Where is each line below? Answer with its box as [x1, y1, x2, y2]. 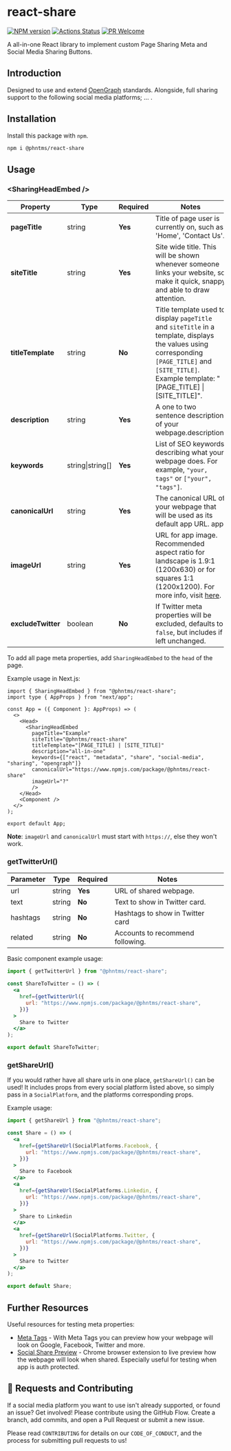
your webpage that [155, 502, 217, 511]
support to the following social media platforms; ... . [7, 93, 153, 101]
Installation [7, 113, 56, 125]
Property [20, 202, 50, 212]
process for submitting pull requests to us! [7, 1436, 127, 1444]
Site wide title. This [155, 242, 217, 252]
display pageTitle [155, 314, 212, 324]
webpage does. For [155, 456, 218, 466]
